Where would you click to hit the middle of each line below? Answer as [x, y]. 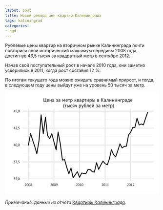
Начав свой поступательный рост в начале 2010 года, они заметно [75, 65]
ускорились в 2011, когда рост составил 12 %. [53, 70]
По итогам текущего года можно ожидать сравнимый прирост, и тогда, [80, 80]
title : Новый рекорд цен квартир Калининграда [53, 15]
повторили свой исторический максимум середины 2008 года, [71, 51]
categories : [17, 26]
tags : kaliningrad [24, 21]
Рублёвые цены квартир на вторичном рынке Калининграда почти [75, 45]
